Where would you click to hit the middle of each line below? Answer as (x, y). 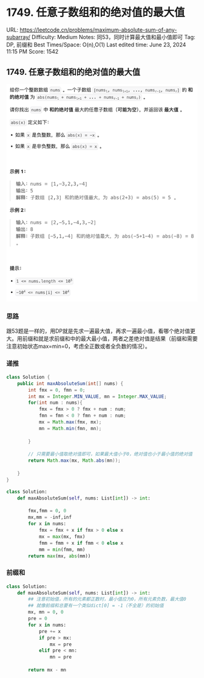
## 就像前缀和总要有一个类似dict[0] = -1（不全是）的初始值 (96, 606)
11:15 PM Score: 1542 (32, 51)
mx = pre (60, 644)
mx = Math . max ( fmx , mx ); (70, 422)
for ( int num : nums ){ (56, 403)
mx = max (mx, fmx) (62, 537)
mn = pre (60, 657)
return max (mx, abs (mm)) (59, 556)
